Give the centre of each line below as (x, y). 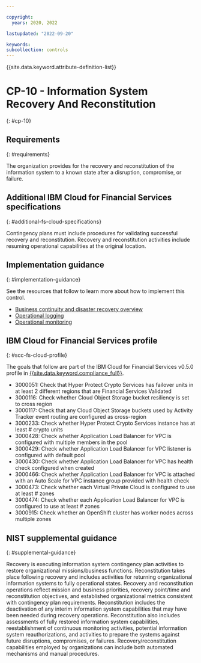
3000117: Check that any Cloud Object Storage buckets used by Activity (104, 410)
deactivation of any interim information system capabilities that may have (97, 609)
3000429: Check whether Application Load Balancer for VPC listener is (103, 449)
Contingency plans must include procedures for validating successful (92, 233)
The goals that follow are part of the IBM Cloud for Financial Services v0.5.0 (100, 367)
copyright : (20, 17)
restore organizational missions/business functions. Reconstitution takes (96, 571)
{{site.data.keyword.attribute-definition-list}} (61, 67)
